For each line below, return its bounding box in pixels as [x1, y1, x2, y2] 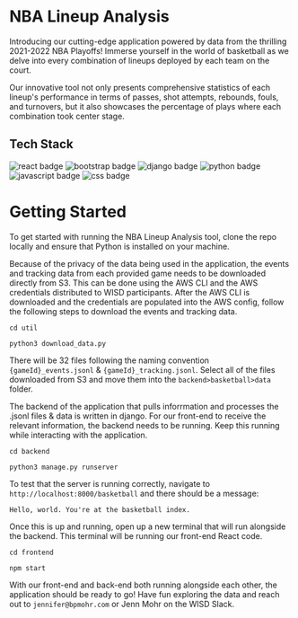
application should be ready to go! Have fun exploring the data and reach [9, 588, 280, 599]
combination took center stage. [9, 110, 126, 121]
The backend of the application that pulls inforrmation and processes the [9, 401, 279, 411]
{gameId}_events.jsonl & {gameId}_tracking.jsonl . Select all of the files [9, 364, 276, 375]
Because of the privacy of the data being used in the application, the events [9, 258, 290, 269]
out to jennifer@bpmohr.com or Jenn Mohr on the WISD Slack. [9, 598, 235, 609]
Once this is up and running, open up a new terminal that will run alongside [9, 521, 286, 532]
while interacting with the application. [9, 429, 148, 440]
